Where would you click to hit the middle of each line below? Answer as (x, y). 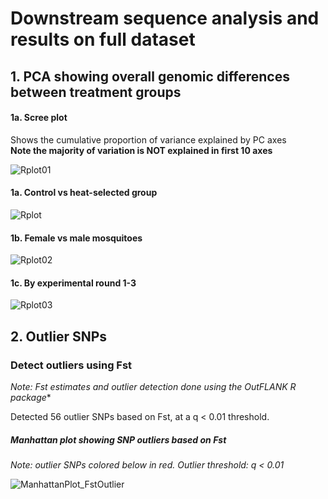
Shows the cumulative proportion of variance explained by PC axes (148, 139)
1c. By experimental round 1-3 (73, 283)
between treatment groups (96, 92)
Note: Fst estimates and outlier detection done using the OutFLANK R (153, 387)
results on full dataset (103, 39)
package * (31, 398)
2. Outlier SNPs (59, 336)
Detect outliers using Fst (71, 365)
